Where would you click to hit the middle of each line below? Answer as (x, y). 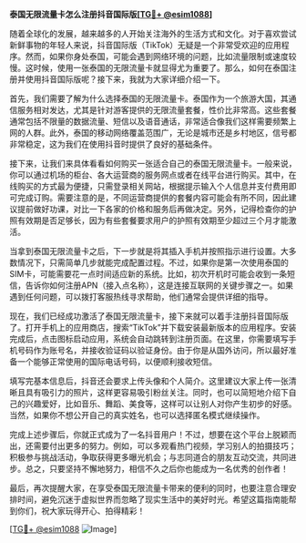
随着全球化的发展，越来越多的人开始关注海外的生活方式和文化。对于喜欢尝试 (153, 34)
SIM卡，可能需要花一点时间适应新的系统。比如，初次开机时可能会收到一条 (148, 274)
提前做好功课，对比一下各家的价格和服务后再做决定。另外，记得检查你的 (153, 209)
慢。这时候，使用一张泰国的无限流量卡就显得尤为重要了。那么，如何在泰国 (149, 68)
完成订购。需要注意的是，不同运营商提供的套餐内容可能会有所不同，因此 (153, 198)
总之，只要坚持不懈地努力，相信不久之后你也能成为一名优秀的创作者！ (157, 469)
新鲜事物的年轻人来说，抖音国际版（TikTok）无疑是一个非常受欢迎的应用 (146, 45)
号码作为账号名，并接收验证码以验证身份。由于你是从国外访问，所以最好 (153, 350)
